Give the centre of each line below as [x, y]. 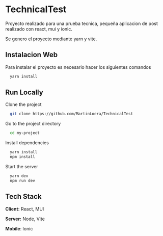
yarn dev [19, 176]
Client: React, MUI [25, 209]
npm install [23, 157]
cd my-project [25, 133]
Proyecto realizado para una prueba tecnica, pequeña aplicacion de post [81, 23]
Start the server [22, 166]
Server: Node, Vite [25, 219]
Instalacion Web [32, 55]
